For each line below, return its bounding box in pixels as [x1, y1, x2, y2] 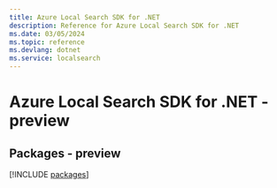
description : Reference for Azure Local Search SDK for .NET [9, 21, 240, 30]
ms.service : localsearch [9, 54, 101, 63]
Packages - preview [9, 146, 121, 161]
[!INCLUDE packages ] [9, 169, 89, 179]
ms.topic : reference [9, 37, 86, 47]
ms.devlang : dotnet [9, 46, 81, 55]
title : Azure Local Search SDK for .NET [9, 12, 161, 22]
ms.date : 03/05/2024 [9, 29, 86, 38]
